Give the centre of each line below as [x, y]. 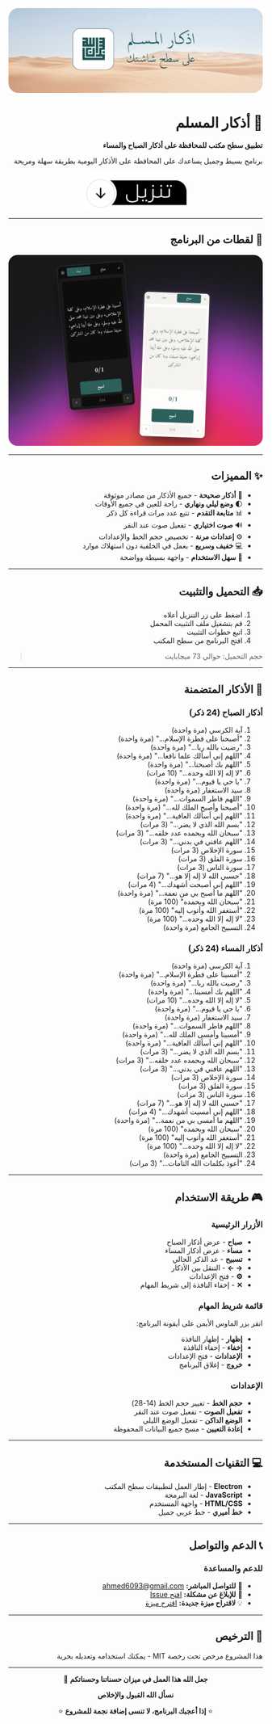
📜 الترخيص [239, 1636]
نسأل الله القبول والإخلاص [136, 1695]
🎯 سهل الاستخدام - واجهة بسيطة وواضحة [181, 557]
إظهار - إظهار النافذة [212, 1339]
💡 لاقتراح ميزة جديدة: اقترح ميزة [194, 1603]
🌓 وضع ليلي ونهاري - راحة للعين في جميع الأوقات [169, 504]
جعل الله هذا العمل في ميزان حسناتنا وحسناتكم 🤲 [136, 1679]
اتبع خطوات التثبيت [215, 632]
